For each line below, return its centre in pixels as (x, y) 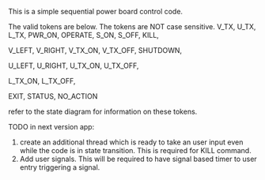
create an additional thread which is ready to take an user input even (131, 142)
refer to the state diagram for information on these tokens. (103, 111)
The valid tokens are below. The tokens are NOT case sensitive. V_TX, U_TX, (132, 26)
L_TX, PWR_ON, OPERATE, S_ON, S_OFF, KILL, (84, 35)
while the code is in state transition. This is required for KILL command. (135, 150)
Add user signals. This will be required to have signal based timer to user (138, 159)
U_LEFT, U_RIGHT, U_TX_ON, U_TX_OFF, (74, 66)
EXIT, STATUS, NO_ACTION (53, 96)
